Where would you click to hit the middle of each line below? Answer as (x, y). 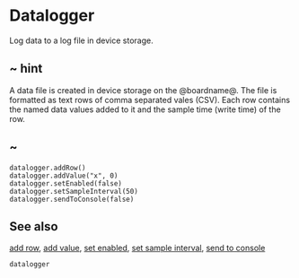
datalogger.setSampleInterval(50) (74, 191)
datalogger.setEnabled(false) (66, 183)
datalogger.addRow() (48, 168)
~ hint (26, 69)
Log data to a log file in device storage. (82, 40)
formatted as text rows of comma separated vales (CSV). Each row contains (149, 100)
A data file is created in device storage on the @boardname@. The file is (143, 90)
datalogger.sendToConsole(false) (72, 199)
